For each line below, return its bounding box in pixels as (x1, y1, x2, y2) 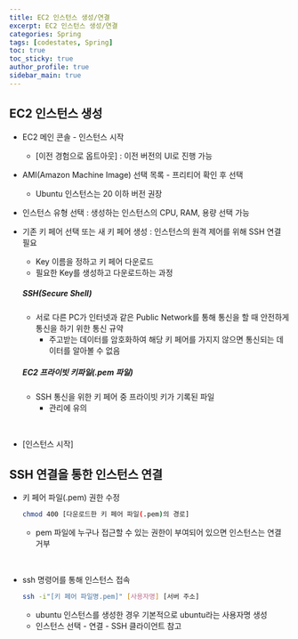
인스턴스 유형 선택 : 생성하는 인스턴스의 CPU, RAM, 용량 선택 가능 (21, 206, 250, 218)
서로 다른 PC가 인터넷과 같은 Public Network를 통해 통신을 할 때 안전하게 (35, 311, 290, 322)
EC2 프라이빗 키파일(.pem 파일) (21, 367, 133, 378)
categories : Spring (9, 29, 82, 38)
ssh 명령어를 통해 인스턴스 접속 (21, 575, 131, 586)
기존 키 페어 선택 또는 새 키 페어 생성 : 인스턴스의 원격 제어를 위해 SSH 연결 (21, 226, 282, 237)
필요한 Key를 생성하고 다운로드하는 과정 (35, 267, 173, 278)
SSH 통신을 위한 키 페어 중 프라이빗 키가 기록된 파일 (35, 391, 215, 401)
